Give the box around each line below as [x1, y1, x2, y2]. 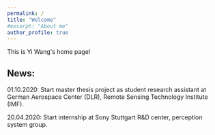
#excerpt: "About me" [7, 22, 69, 29]
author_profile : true [7, 29, 69, 36]
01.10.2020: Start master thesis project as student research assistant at [7, 86, 207, 94]
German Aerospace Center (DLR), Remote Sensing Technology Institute [7, 93, 208, 101]
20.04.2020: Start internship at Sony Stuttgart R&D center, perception [7, 113, 203, 121]
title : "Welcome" [7, 16, 57, 23]
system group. [7, 121, 48, 129]
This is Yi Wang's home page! [7, 48, 91, 56]
